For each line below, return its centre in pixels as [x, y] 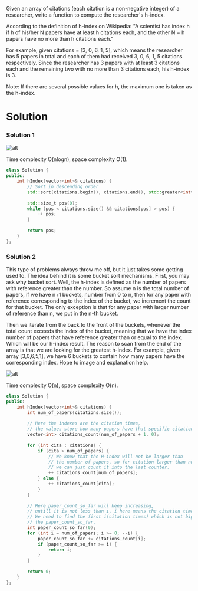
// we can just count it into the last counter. [109, 467]
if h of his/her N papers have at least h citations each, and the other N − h [95, 32]
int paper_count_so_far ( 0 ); [62, 528]
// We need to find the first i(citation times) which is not [105, 517]
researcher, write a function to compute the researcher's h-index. [85, 15]
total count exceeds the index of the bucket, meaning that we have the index [99, 331]
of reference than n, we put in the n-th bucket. [62, 313]
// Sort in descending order [63, 187]
